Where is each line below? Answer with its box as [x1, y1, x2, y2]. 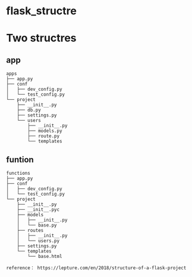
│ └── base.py [17, 222, 58, 228]
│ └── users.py [17, 238, 60, 244]
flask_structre [6, 4, 77, 18]
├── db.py [17, 107, 42, 114]
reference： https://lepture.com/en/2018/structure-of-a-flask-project [6, 265, 187, 271]
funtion [6, 155, 34, 165]
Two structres [6, 32, 77, 45]
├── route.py [27, 133, 60, 139]
